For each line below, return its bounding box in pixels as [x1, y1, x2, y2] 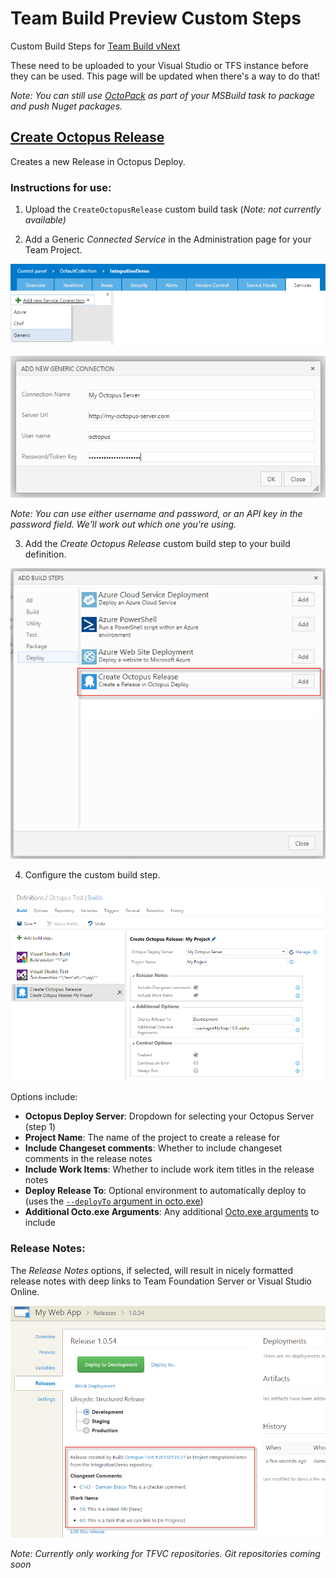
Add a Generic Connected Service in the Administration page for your [24, 233, 312, 246]
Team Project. [24, 244, 83, 256]
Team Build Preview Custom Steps [10, 7, 302, 30]
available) [24, 214, 67, 226]
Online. [10, 1285, 40, 1297]
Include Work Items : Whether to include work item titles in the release [24, 1163, 315, 1176]
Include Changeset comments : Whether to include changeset [24, 1142, 283, 1154]
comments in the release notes [24, 1153, 153, 1165]
